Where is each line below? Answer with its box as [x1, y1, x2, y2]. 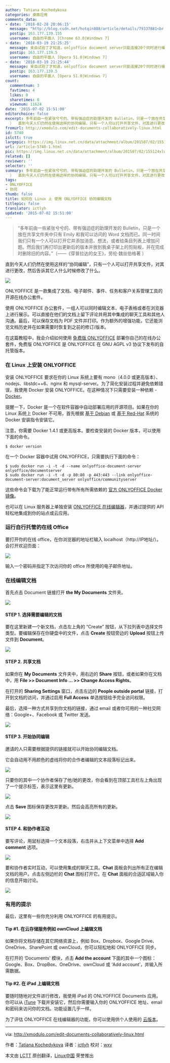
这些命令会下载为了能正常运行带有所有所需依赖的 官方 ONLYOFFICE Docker [5, 486, 163, 493]
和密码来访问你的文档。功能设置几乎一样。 [5, 1005, 94, 1011]
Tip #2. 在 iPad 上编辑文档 [5, 981, 60, 987]
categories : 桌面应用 [5, 12, 48, 17]
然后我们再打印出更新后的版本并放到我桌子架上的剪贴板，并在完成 [26, 244, 164, 250]
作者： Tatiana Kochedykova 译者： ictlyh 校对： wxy [5, 1042, 112, 1048]
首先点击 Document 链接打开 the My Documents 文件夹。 [5, 590, 126, 596]
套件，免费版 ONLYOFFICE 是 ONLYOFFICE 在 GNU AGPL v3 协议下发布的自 [5, 341, 164, 347]
